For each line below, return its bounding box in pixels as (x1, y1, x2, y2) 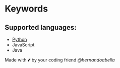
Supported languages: (5, 23, 77, 32)
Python (12, 36, 27, 42)
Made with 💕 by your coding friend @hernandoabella (5, 57, 115, 63)
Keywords (5, 3, 48, 15)
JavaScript (12, 42, 35, 48)
